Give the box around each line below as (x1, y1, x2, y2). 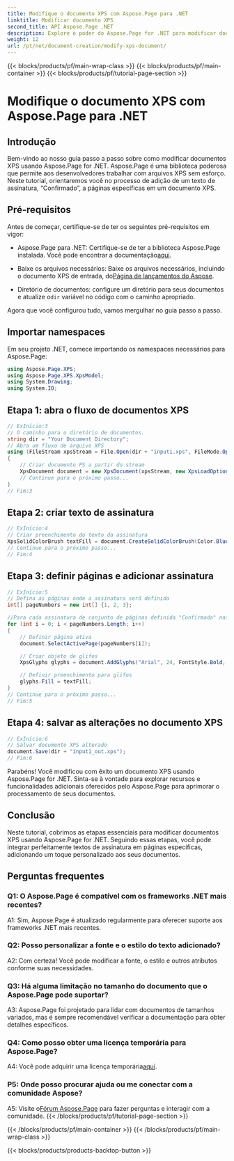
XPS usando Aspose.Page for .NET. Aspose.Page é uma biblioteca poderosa (7, 161, 227, 170)
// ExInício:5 (7, 589, 49, 596)
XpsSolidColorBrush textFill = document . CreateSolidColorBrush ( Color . (7, 538, 217, 545)
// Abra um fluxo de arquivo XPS (7, 442, 104, 449)
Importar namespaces (7, 326, 106, 338)
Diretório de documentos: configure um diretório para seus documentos (17, 285, 224, 293)
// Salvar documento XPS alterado (7, 742, 108, 749)
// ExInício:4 (7, 525, 49, 532)
